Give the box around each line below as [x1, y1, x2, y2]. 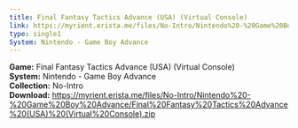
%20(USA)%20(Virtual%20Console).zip [9, 109, 156, 119]
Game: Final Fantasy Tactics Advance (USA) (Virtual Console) [9, 62, 235, 72]
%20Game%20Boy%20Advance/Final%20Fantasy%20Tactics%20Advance [9, 99, 288, 110]
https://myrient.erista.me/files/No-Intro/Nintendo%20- [51, 90, 251, 101]
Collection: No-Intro [9, 80, 84, 91]
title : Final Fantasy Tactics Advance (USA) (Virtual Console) [9, 12, 248, 22]
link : [9, 21, 29, 30]
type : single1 [9, 29, 62, 38]
